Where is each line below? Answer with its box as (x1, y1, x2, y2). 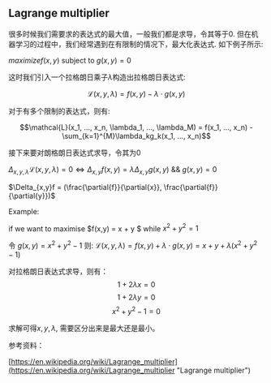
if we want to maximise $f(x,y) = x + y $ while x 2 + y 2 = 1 (8, 222, 199, 234)
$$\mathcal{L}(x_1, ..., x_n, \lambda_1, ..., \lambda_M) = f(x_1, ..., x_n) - (19, 122, 253, 132)
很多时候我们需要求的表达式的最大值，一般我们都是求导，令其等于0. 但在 (8, 28, 252, 39)
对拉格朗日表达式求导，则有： (8, 266, 108, 276)
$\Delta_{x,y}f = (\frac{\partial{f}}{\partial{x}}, (8, 182, 162, 191)
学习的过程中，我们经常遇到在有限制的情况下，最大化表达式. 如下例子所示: (15, 39, 264, 49)
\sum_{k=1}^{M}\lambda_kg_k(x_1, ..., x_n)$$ (62, 131, 211, 140)
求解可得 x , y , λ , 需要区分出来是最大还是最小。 (8, 323, 160, 333)
